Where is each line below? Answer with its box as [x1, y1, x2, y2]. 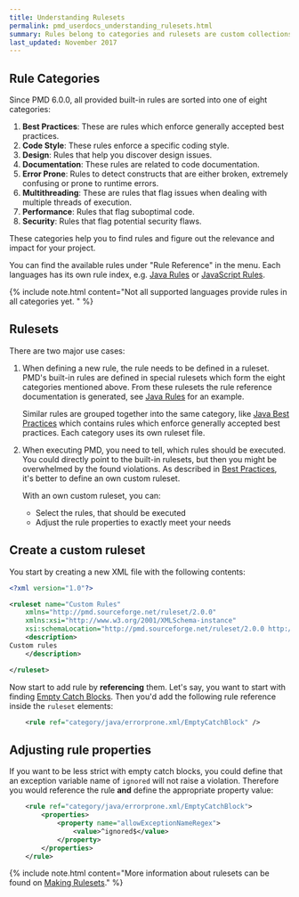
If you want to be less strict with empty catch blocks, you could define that [9, 766, 283, 777]
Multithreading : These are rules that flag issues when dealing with [21, 188, 268, 199]
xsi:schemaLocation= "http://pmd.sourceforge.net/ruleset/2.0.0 [25, 624, 265, 633]
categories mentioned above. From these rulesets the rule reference [21, 381, 273, 392]
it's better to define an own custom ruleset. [21, 473, 181, 484]
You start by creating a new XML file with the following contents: [9, 567, 246, 577]
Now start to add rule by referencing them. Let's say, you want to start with [9, 681, 287, 692]
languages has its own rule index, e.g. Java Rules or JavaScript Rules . [9, 269, 265, 281]
